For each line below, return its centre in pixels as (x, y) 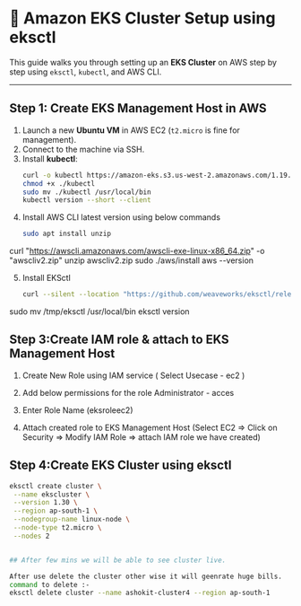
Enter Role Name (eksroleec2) (77, 410)
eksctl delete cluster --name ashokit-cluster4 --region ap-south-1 (140, 593)
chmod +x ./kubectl (59, 183)
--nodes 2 (31, 536)
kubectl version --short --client (86, 200)
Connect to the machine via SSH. (83, 149)
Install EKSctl (47, 278)
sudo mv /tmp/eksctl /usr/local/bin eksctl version (99, 312)
